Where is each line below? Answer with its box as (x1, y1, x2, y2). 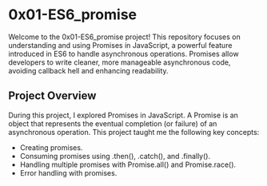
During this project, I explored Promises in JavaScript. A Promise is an (8, 110, 238, 120)
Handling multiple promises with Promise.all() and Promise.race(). (19, 160, 237, 169)
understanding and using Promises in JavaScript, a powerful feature (8, 40, 233, 49)
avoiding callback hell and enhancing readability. (8, 65, 169, 75)
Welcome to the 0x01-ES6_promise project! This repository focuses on (8, 32, 241, 42)
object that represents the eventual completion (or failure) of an (8, 118, 217, 129)
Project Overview (8, 89, 97, 103)
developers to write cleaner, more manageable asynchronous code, (8, 57, 231, 67)
